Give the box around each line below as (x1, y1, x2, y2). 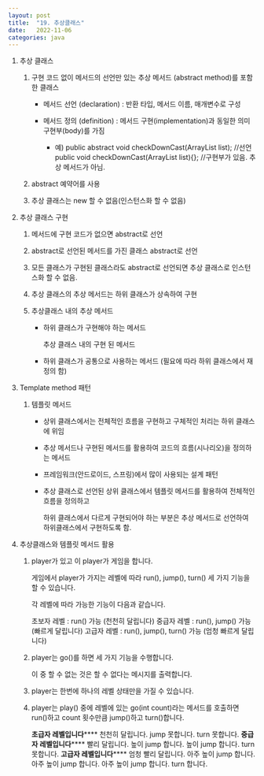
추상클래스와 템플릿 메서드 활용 (19, 540, 115, 549)
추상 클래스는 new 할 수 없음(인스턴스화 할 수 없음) (31, 196, 186, 206)
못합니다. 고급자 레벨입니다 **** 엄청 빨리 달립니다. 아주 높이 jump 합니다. (31, 749, 255, 759)
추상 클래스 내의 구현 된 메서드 (42, 340, 136, 349)
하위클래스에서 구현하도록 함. (42, 523, 132, 533)
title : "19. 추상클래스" (8, 19, 85, 27)
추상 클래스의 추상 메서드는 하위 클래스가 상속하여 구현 (31, 289, 198, 299)
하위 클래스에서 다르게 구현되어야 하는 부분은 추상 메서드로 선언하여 (42, 513, 249, 522)
